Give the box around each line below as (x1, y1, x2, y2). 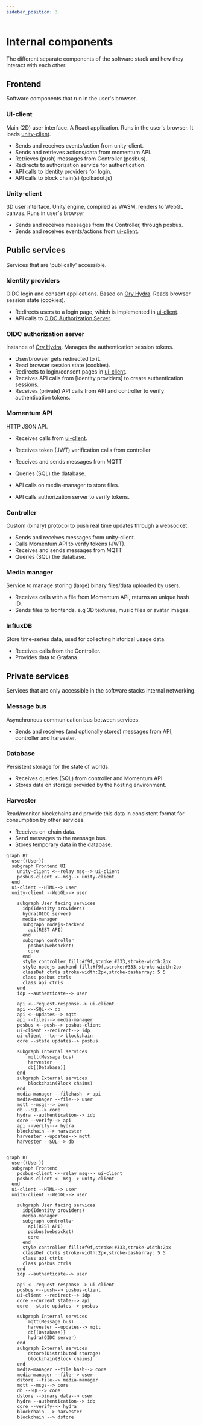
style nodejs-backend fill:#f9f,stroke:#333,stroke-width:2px (22, 964, 182, 970)
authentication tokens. (14, 394, 71, 401)
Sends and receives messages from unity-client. (14, 533, 136, 541)
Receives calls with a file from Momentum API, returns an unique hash (14, 594, 189, 601)
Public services (6, 245, 66, 255)
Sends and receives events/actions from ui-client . (14, 228, 139, 235)
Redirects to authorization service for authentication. (14, 161, 146, 168)
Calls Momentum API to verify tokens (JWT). (14, 540, 126, 547)
